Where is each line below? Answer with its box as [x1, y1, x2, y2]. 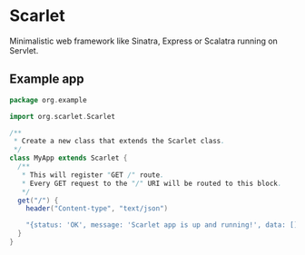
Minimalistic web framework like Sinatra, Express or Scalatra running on [9, 35, 279, 46]
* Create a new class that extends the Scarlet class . [13, 137, 225, 146]
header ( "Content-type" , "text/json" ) [25, 204, 169, 213]
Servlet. [9, 44, 39, 55]
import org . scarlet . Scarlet [9, 112, 116, 121]
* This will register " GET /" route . [21, 170, 165, 180]
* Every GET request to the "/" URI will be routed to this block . [21, 179, 282, 188]
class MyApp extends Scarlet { [9, 153, 128, 163]
